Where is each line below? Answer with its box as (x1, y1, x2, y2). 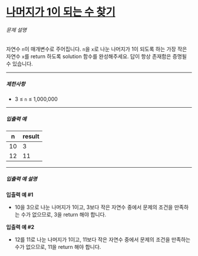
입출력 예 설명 (6, 175, 37, 182)
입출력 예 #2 (6, 224, 35, 231)
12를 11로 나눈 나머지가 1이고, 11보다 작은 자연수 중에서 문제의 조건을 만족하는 (14, 236, 191, 243)
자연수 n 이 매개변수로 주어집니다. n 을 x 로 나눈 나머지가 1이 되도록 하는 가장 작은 (6, 45, 187, 53)
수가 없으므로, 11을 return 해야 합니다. (14, 244, 101, 251)
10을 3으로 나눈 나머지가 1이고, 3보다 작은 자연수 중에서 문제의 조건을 (14, 204, 173, 211)
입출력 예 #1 (6, 191, 34, 198)
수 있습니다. (6, 60, 34, 68)
